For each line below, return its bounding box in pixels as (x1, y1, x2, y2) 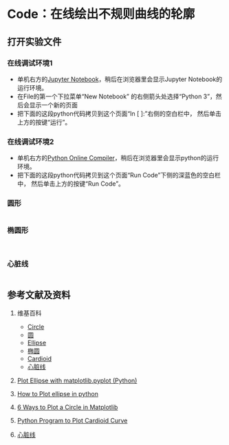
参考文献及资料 (7, 290, 71, 301)
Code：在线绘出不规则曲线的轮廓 (7, 6, 195, 22)
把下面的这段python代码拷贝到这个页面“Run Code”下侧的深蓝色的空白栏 (17, 171, 221, 180)
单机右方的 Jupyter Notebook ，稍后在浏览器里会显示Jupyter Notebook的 (17, 75, 222, 83)
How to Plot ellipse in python (17, 389, 98, 398)
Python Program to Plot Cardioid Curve (17, 416, 128, 424)
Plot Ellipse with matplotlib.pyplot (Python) (17, 376, 138, 384)
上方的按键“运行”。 (17, 118, 72, 126)
